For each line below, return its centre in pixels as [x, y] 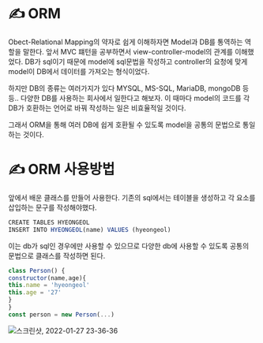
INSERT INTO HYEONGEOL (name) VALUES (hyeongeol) [90, 229]
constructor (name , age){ [47, 278]
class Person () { [37, 270]
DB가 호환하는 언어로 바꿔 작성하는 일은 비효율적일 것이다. [97, 108]
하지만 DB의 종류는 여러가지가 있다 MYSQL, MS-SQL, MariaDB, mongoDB [124, 88]
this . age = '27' [35, 293]
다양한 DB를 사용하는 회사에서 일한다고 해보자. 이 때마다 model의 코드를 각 [135, 98]
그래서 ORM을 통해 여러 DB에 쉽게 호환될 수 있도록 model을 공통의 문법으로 [124, 125]
